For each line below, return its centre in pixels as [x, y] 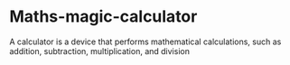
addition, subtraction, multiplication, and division [99, 51]
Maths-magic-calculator [103, 17]
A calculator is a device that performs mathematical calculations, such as [145, 42]
